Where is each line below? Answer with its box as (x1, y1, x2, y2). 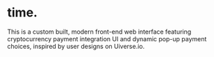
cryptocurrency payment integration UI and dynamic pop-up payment (7, 34, 207, 43)
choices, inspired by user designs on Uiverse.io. (7, 42, 145, 50)
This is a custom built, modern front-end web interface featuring (7, 27, 192, 36)
